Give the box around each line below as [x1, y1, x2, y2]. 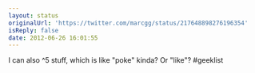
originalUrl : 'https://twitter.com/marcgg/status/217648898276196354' [8, 19, 249, 27]
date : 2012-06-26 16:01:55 [8, 33, 98, 42]
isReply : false [8, 26, 59, 34]
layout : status [8, 11, 59, 20]
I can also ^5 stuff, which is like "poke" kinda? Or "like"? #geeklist [8, 56, 224, 65]
